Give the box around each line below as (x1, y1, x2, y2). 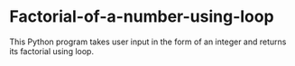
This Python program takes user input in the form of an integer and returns (9, 36, 287, 47)
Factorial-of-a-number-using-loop (9, 6, 274, 27)
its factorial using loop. (9, 45, 95, 56)
